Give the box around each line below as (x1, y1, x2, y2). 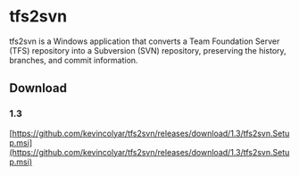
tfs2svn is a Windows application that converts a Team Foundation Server (9, 36, 280, 46)
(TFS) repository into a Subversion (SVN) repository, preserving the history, (9, 45, 287, 55)
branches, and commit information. (9, 54, 138, 65)
